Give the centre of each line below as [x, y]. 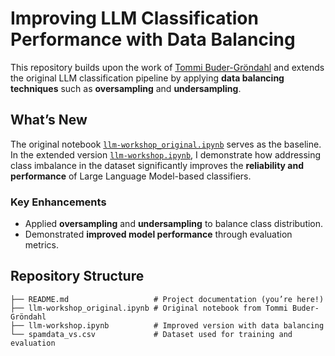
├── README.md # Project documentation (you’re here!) [167, 299]
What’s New [49, 120]
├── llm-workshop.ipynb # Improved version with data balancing [167, 325]
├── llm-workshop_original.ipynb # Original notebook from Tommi [149, 308]
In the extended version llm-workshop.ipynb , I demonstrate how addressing [166, 154]
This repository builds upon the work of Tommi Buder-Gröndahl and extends [167, 67]
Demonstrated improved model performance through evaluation [158, 234]
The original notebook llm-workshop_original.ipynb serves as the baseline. [166, 144]
